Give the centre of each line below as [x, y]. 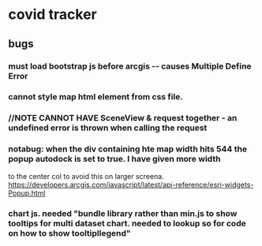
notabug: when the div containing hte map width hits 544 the [127, 149]
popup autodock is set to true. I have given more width [114, 159]
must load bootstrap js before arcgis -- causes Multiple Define [130, 66]
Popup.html [27, 193]
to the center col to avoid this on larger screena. [86, 176]
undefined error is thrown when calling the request [108, 128]
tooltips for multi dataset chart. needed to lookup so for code [127, 223]
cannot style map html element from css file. [95, 97]
